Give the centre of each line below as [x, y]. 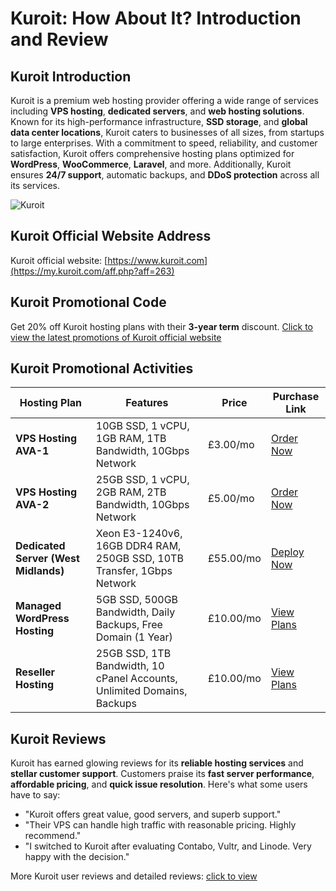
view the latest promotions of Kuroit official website [116, 337]
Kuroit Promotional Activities [102, 368]
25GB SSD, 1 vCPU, [142, 480]
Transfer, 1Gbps [134, 571]
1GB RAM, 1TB [131, 439]
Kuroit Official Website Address [111, 236]
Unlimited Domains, [141, 691]
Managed [38, 606]
